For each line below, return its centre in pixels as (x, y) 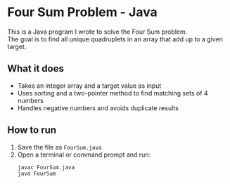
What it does (36, 68)
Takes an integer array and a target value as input (89, 86)
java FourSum (37, 174)
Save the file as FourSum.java (59, 147)
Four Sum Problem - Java (82, 12)
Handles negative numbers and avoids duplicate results (98, 108)
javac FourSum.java (46, 167)
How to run (32, 130)
